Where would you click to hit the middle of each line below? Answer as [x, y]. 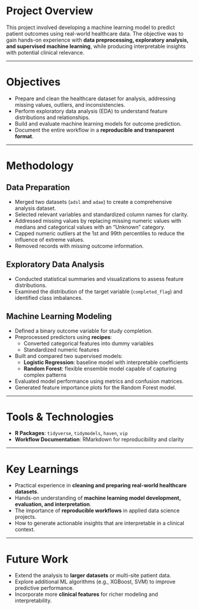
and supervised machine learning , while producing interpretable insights [96, 46]
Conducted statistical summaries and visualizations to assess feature [99, 279]
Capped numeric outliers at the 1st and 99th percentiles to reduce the [99, 233]
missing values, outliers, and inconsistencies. [70, 104]
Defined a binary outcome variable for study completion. [84, 331]
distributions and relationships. [52, 117]
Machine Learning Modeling [59, 316]
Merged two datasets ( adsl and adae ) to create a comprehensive [93, 202]
